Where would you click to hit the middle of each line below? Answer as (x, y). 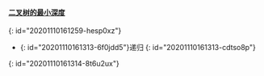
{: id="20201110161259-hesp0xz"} (65, 31)
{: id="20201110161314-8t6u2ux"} (64, 64)
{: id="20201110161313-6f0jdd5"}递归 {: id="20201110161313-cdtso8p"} (138, 48)
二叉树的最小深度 (37, 12)
